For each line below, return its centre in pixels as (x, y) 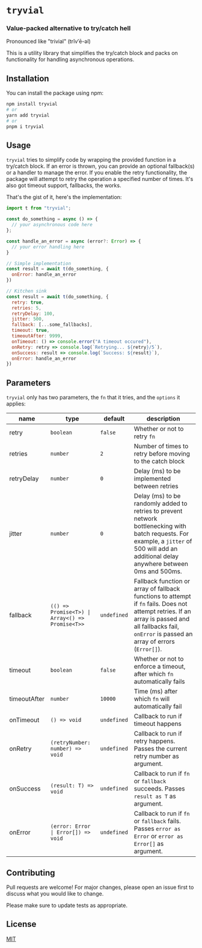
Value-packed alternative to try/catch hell (69, 28)
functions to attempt (162, 596)
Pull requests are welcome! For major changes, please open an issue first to (100, 887)
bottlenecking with (160, 526)
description (163, 419)
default (114, 419)
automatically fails (159, 682)
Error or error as (158, 836)
